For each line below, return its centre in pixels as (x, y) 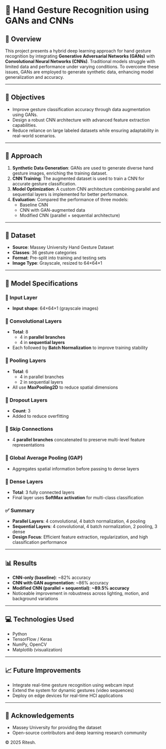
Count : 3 (21, 411)
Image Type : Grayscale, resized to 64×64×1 (57, 263)
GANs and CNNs (40, 21)
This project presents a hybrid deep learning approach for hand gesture (78, 51)
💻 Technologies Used (40, 619)
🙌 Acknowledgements (40, 716)
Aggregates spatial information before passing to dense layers (76, 468)
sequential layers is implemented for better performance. (70, 194)
